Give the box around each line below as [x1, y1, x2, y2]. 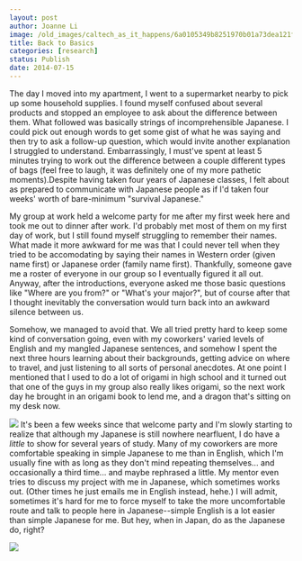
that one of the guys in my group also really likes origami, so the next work [9, 381, 286, 392]
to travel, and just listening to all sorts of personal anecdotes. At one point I [9, 362, 287, 373]
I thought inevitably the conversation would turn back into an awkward [9, 296, 270, 307]
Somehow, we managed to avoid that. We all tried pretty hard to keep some [9, 323, 288, 334]
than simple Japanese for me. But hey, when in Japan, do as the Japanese [9, 514, 286, 525]
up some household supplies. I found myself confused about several [9, 97, 263, 108]
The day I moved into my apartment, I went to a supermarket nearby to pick [9, 87, 289, 99]
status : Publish [9, 55, 70, 64]
